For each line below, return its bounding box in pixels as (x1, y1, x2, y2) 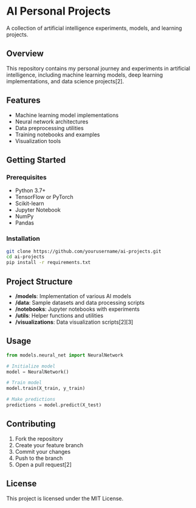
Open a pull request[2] (15, 461, 72, 468)
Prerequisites (6, 173, 47, 181)
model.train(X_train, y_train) (6, 385, 86, 392)
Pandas (15, 219, 35, 226)
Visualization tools (15, 137, 61, 144)
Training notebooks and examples (15, 131, 100, 138)
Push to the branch (15, 454, 63, 462)
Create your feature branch (15, 441, 84, 448)
